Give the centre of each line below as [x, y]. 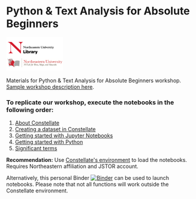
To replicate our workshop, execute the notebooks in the [90, 102]
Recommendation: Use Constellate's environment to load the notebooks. [97, 159]
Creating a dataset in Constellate [55, 129]
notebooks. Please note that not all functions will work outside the [88, 184]
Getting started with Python [49, 141]
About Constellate [37, 123]
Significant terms [36, 148]
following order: [30, 110]
